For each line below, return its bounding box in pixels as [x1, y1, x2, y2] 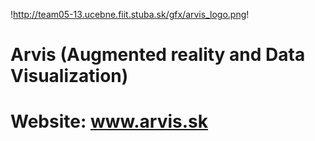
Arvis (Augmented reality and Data [10, 44, 306, 66]
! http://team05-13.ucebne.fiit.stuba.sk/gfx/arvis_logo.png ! [10, 9, 250, 20]
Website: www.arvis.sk [10, 110, 209, 133]
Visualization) [10, 65, 129, 88]
